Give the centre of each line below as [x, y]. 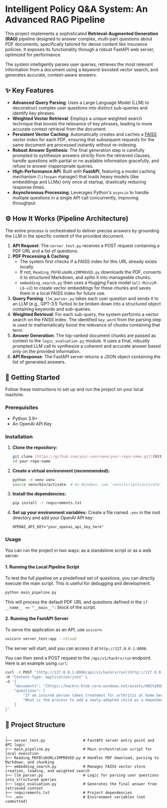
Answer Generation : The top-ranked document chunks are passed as [84, 335]
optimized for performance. [33, 54]
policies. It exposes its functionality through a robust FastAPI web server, [80, 49]
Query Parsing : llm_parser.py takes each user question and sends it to [85, 298]
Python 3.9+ [25, 418]
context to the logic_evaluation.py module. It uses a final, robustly [81, 341]
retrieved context [24, 789]
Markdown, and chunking [30, 762]
